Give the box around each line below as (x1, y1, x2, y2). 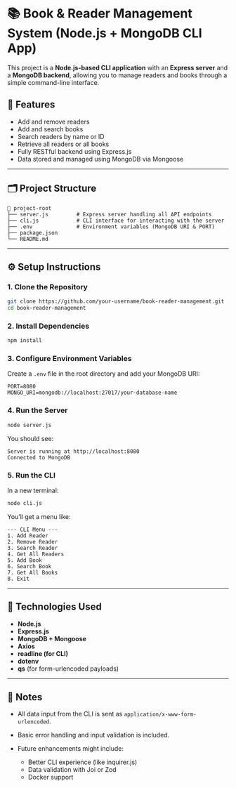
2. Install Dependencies (7, 321, 90, 331)
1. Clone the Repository (7, 282, 88, 291)
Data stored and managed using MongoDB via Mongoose (17, 155, 184, 163)
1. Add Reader (7, 532, 49, 539)
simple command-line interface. (7, 78, 100, 86)
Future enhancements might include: (17, 744, 124, 753)
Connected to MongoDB (7, 454, 71, 461)
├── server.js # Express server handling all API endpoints (7, 211, 212, 218)
